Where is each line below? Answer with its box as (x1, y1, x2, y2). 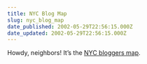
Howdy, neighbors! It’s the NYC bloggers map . (7, 49, 141, 57)
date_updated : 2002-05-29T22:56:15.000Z (7, 29, 127, 37)
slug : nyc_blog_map (7, 17, 64, 24)
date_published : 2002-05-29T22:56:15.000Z (7, 23, 133, 30)
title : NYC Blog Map (7, 10, 68, 17)
